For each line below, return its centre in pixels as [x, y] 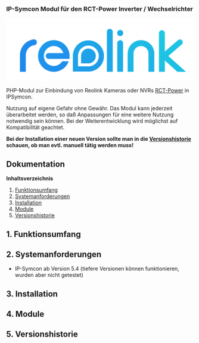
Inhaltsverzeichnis [30, 178]
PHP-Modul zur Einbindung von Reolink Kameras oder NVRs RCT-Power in [98, 91]
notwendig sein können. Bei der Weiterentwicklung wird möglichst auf [92, 121]
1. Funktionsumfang [44, 234]
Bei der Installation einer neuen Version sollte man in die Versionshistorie [99, 139]
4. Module [25, 314]
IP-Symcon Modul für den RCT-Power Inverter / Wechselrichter [100, 9]
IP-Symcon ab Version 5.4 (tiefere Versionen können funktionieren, [97, 269]
